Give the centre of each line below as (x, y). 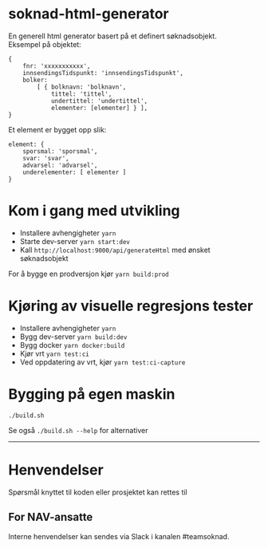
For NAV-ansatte (51, 517)
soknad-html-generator (89, 14)
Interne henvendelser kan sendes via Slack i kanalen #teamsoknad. (119, 536)
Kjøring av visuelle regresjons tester (131, 306)
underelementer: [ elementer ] (75, 172)
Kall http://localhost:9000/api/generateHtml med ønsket (115, 250)
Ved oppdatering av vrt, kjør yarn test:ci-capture (102, 362)
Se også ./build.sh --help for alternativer (78, 430)
